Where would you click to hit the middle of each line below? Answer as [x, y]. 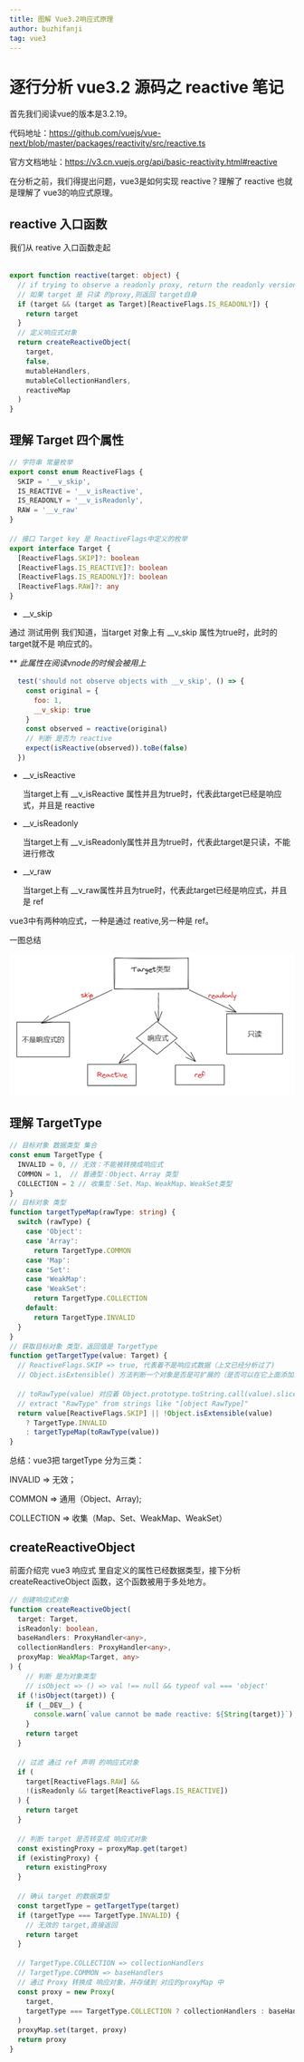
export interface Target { [60, 549]
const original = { [62, 691]
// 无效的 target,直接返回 [71, 1925]
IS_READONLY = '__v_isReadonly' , [81, 501]
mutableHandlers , [58, 371]
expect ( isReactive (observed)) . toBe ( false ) [107, 748]
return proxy [42, 2040]
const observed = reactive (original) [97, 729]
